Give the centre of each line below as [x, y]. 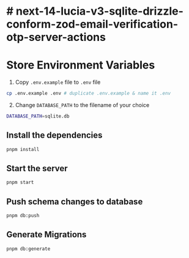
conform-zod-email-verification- [92, 24]
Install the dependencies [54, 135]
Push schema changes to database [75, 201]
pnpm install [23, 149]
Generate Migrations [46, 234]
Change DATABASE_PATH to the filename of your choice [82, 105]
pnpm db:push [23, 216]
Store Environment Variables [81, 65]
